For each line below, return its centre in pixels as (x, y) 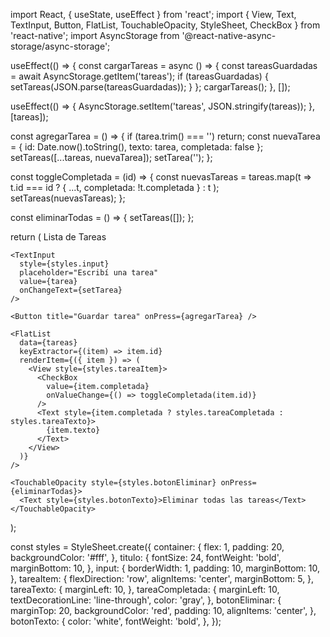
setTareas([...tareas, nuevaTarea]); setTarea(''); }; (111, 157)
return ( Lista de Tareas (58, 237)
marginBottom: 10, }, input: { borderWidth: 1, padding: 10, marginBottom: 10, (165, 568)
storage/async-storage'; (60, 46)
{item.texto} (73, 430)
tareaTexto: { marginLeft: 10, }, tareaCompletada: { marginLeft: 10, (145, 589)
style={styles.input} (64, 264)
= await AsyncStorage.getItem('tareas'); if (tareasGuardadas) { (139, 76)
